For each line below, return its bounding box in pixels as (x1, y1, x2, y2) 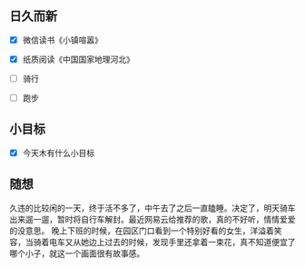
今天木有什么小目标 (22, 147, 95, 158)
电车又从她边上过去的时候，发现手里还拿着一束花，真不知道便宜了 (48, 236, 296, 247)
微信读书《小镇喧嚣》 (22, 35, 103, 45)
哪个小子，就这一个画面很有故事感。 (9, 248, 145, 259)
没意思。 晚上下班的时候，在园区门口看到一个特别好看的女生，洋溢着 (16, 225, 274, 236)
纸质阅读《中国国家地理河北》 (22, 54, 134, 64)
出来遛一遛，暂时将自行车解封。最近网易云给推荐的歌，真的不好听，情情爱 (9, 213, 288, 224)
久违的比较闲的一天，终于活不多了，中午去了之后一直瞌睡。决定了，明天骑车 (9, 203, 296, 213)
